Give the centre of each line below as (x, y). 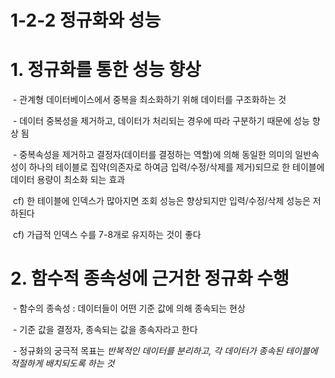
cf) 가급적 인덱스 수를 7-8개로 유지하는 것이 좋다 (107, 235)
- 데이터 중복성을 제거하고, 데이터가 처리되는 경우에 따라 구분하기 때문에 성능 (161, 121)
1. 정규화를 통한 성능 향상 (106, 70)
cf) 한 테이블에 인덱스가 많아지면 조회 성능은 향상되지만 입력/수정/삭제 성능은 (161, 201)
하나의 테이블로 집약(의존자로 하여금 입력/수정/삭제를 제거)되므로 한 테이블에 (176, 167)
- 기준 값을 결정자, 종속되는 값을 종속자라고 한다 (105, 330)
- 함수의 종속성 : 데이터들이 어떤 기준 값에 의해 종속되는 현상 (129, 308)
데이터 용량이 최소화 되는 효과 (68, 180)
